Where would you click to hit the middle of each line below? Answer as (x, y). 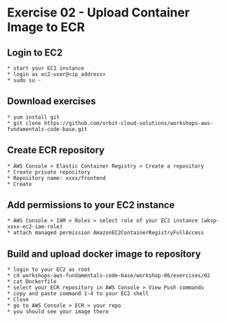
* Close (18, 300)
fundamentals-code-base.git (47, 129)
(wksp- (210, 221)
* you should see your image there (58, 312)
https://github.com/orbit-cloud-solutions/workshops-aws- (128, 123)
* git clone (24, 123)
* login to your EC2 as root (49, 270)
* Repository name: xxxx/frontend (57, 178)
